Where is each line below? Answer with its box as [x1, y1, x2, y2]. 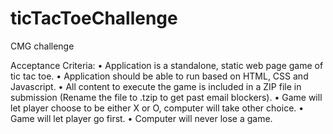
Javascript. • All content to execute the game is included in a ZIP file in [10, 80, 302, 92]
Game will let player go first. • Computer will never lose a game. [10, 112, 273, 124]
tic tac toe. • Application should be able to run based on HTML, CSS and [10, 70, 309, 82]
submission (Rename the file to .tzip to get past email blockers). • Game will [10, 91, 323, 103]
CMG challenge [10, 40, 75, 52]
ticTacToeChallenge [10, 7, 178, 30]
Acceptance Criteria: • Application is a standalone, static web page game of [10, 59, 324, 71]
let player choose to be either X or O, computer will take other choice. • [10, 102, 305, 114]
